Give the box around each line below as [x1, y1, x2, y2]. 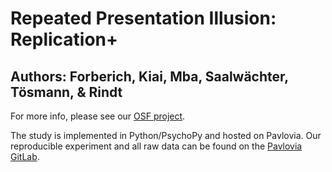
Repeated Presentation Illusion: [10, 7, 277, 30]
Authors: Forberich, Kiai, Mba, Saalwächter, [10, 68, 289, 85]
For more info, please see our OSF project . [10, 110, 186, 122]
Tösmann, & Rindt [10, 83, 123, 101]
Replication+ [10, 28, 119, 51]
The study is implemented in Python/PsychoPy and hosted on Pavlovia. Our [10, 130, 322, 141]
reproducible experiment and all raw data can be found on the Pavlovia [10, 140, 303, 152]
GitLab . [10, 151, 40, 162]
